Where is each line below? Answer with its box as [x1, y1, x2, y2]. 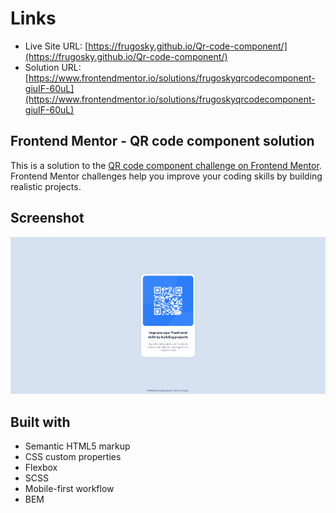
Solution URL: [24, 61, 82, 73]
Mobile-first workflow [24, 483, 115, 495]
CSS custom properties [24, 451, 122, 463]
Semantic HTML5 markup [24, 440, 131, 452]
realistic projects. [10, 180, 82, 192]
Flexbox [24, 462, 58, 474]
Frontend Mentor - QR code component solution [10, 133, 315, 150]
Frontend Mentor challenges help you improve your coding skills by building [10, 170, 323, 182]
